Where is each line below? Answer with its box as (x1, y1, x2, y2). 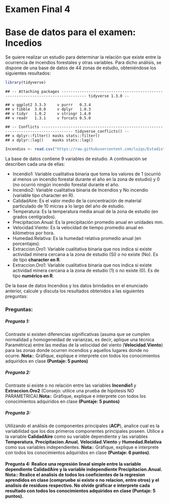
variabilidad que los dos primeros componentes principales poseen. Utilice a (5, 428, 164, 434)
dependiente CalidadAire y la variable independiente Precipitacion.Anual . (5, 466, 162, 473)
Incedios (5, 37, 42, 49)
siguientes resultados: (5, 70, 51, 76)
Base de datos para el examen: (5, 27, 136, 38)
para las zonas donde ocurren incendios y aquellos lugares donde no (5, 347, 149, 353)
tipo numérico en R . (12, 273, 54, 279)
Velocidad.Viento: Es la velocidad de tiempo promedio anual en (12, 224, 143, 230)
